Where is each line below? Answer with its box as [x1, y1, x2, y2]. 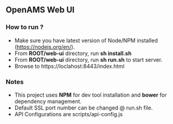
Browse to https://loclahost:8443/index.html [14, 62, 125, 70]
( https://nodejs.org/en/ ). [14, 43, 75, 50]
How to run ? [5, 23, 44, 31]
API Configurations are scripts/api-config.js [14, 110, 123, 117]
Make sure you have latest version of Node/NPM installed [14, 36, 158, 44]
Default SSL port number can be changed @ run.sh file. [14, 104, 153, 111]
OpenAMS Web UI [5, 5, 75, 15]
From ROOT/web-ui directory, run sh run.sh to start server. [14, 56, 163, 63]
